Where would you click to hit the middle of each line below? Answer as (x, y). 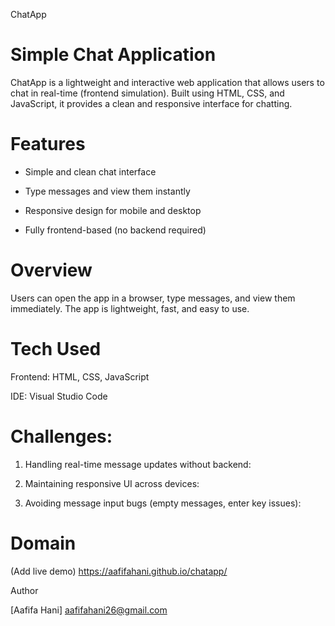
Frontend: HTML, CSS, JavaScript (80, 376)
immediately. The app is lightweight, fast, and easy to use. (130, 308)
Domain (43, 543)
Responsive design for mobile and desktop (113, 210)
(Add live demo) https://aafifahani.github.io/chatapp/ (119, 571)
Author (24, 590)
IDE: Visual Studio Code (59, 396)
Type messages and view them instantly (107, 191)
